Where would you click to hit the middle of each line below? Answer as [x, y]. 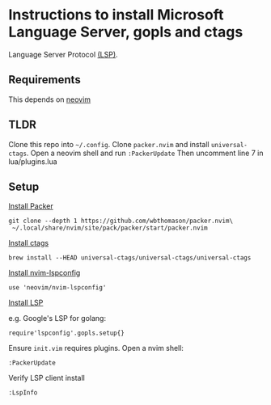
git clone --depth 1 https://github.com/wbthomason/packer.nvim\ [121, 221]
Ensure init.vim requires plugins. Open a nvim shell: [96, 348]
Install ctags [29, 243]
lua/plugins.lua [33, 161]
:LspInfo [23, 393]
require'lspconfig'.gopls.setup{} [67, 333]
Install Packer [31, 206]
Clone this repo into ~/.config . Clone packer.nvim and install [109, 144]
